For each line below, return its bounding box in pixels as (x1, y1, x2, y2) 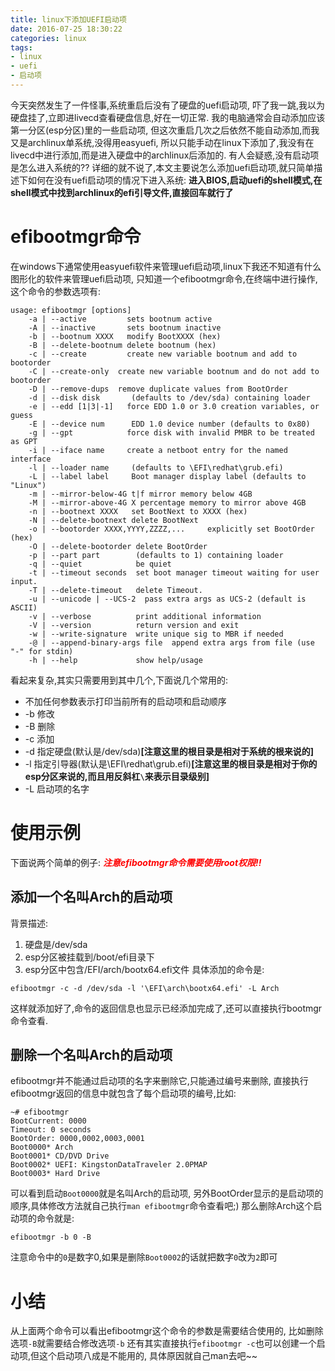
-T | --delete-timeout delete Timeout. (28, 585, 203, 595)
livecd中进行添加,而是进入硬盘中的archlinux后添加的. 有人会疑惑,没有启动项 (10, 149, 320, 161)
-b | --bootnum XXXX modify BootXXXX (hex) (28, 331, 222, 341)
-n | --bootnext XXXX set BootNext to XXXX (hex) (28, 506, 248, 516)
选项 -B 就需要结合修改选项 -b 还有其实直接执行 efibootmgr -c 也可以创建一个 (10, 1337, 317, 1350)
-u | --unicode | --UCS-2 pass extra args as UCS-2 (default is (28, 594, 307, 604)
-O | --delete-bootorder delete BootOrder (28, 541, 208, 551)
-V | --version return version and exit (28, 620, 240, 630)
